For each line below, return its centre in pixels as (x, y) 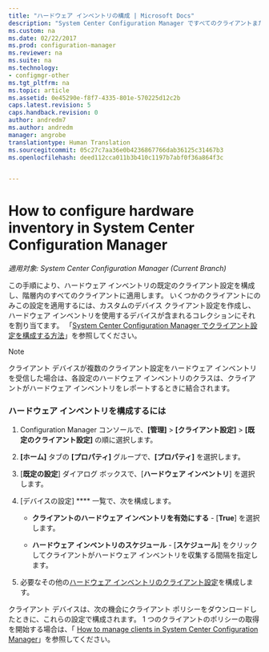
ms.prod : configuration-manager (62, 46)
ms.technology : (34, 68)
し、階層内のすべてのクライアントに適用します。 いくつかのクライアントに (131, 296)
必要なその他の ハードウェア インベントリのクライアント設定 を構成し (133, 582)
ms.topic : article (39, 90)
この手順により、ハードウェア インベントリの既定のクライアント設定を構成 (132, 286)
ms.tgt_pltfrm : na (39, 83)
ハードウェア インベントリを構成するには (87, 411)
